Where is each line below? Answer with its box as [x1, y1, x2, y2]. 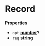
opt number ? [12, 29, 40, 35]
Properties [5, 20, 28, 26]
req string [12, 35, 33, 41]
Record [5, 3, 36, 15]
